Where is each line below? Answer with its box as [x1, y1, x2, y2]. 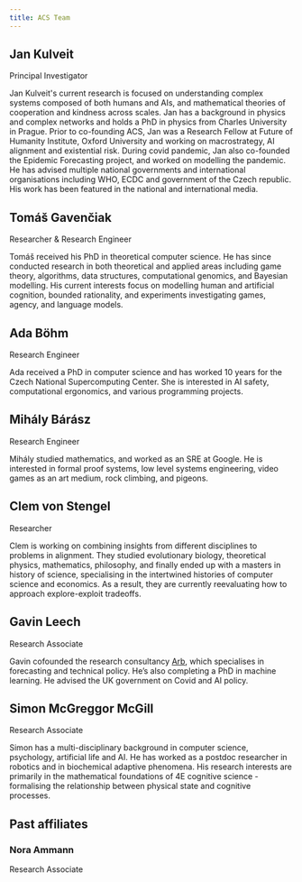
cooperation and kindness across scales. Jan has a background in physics [9, 107, 286, 118]
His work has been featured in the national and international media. [9, 184, 259, 195]
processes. [9, 790, 51, 801]
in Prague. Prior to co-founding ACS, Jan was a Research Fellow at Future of [9, 126, 293, 137]
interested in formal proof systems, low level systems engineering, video [9, 463, 279, 473]
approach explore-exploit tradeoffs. [9, 588, 142, 599]
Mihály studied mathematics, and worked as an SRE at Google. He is [9, 453, 263, 464]
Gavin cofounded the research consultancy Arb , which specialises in [9, 656, 264, 666]
